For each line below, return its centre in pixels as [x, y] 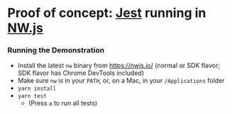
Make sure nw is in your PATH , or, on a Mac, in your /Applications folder [121, 81]
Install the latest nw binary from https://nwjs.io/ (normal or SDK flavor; [118, 66]
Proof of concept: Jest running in [107, 13]
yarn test [32, 96]
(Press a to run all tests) [63, 103]
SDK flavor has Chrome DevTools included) [81, 73]
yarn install [37, 89]
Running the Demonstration [56, 50]
